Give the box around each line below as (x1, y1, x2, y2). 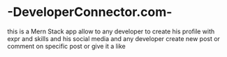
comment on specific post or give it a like (7, 42, 126, 50)
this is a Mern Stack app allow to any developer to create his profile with (7, 27, 215, 35)
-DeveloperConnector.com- (7, 4, 173, 20)
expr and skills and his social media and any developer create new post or (7, 34, 220, 42)
